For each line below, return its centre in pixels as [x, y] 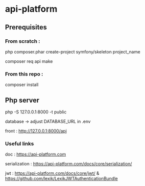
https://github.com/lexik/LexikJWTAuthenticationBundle [61, 179]
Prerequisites [26, 27]
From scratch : [23, 41]
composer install [22, 85]
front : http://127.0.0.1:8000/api [36, 131]
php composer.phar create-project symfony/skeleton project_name [73, 52]
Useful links [20, 143]
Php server [22, 100]
